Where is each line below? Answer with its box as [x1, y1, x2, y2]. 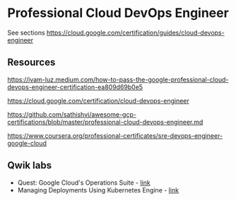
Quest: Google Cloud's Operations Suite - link [17, 178, 151, 187]
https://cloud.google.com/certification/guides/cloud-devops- [46, 28, 225, 37]
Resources [7, 57, 56, 69]
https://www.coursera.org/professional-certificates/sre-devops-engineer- [7, 131, 223, 139]
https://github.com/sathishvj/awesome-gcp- [7, 110, 136, 118]
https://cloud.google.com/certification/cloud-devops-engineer [7, 96, 189, 105]
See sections [7, 28, 45, 37]
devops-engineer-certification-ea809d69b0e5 [7, 83, 143, 91]
